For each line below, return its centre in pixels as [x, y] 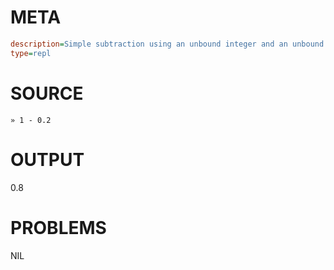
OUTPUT [47, 159]
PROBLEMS [58, 227]
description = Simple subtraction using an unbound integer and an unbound [167, 44]
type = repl [31, 53]
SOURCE [47, 93]
